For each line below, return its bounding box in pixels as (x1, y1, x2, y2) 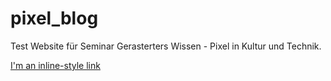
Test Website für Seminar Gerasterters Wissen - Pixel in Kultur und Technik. (10, 40, 322, 52)
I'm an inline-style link (10, 59, 101, 71)
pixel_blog (10, 7, 99, 30)
